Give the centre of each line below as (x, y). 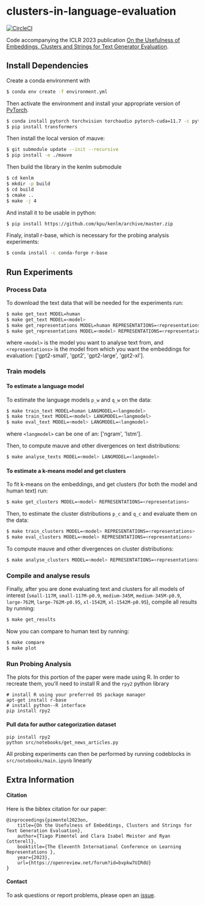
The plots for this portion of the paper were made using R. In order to (93, 677)
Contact (17, 882)
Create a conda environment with (48, 80)
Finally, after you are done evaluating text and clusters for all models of (95, 589)
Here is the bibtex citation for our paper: (57, 808)
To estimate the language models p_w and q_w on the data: (79, 400)
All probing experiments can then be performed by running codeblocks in (99, 754)
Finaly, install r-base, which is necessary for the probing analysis (88, 235)
